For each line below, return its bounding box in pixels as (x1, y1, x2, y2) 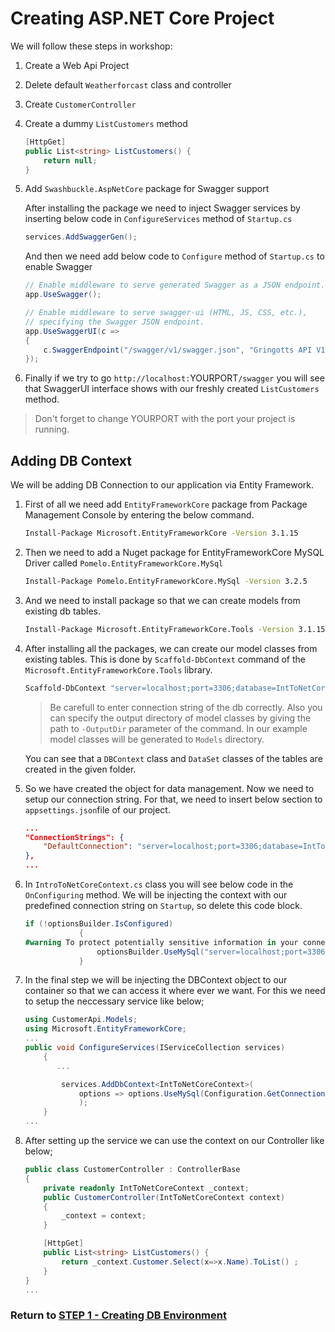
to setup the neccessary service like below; (24, 995, 205, 1007)
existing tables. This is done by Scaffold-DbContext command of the (24, 653, 306, 665)
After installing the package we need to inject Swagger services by (24, 202, 301, 214)
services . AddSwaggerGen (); (24, 232, 138, 242)
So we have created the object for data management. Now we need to (24, 782, 315, 794)
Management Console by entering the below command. (24, 509, 255, 521)
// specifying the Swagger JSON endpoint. (24, 317, 205, 327)
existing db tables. (24, 605, 101, 617)
